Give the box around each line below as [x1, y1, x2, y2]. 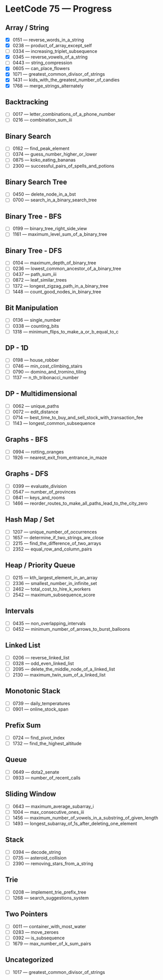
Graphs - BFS [5, 435, 48, 444]
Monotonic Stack [5, 687, 61, 695]
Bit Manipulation [5, 303, 58, 313]
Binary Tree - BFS [5, 212, 62, 221]
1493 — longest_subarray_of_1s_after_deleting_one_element [12, 820, 137, 826]
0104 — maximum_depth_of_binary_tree [12, 260, 96, 266]
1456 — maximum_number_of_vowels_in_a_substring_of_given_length [12, 814, 158, 821]
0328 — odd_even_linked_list [12, 660, 74, 666]
